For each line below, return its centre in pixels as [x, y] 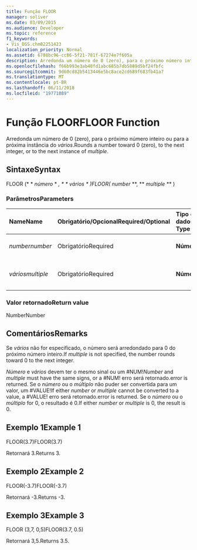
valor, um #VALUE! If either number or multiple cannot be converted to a [92, 390]
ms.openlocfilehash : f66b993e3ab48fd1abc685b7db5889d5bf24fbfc [85, 66]
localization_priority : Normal [44, 50]
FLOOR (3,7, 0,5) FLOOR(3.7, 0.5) [45, 529]
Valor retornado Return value [47, 302]
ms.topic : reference [31, 33]
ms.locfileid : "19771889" [38, 93]
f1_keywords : [22, 39]
